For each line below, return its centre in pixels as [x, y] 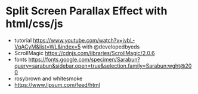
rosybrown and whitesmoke [48, 78]
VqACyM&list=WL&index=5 [47, 47]
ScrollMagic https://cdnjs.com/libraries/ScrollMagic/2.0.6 [84, 53]
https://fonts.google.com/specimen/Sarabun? [84, 59]
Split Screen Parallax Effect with [86, 11]
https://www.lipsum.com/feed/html [57, 84]
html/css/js [34, 24]
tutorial [23, 40]
